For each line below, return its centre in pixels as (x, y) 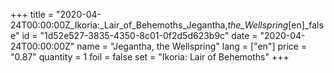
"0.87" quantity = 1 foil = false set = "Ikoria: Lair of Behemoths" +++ (150, 57)
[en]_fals (306, 25)
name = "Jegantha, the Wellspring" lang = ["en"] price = (192, 46)
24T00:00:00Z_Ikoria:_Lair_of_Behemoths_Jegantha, (119, 25)
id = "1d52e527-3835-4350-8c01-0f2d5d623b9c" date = (139, 35)
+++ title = (32, 14)
